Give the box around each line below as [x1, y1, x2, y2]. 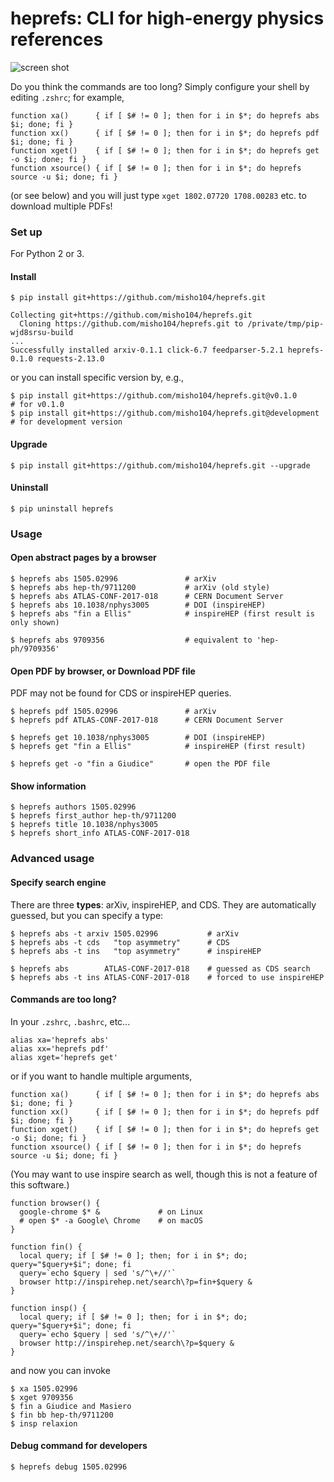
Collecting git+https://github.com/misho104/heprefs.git [10, 310, 253, 321]
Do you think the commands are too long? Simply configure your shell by [10, 80, 310, 92]
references [10, 28, 104, 51]
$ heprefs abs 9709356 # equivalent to [10, 635, 253, 645]
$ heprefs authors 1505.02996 [10, 802, 137, 812]
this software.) [10, 1178, 70, 1191]
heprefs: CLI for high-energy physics [10, 7, 325, 30]
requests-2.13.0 [36, 354, 105, 364]
